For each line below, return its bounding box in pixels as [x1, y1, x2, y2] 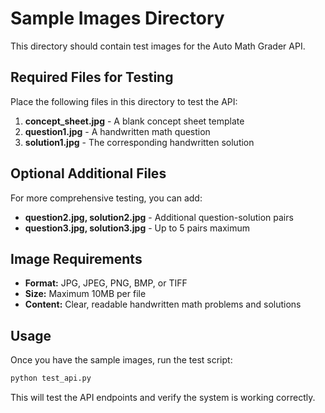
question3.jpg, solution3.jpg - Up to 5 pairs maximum [24, 222, 251, 234]
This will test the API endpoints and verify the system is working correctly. [10, 392, 316, 404]
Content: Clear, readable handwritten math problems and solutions [24, 298, 302, 311]
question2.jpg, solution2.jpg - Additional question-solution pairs [24, 211, 294, 223]
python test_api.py [10, 373, 92, 384]
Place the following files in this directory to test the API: [10, 95, 238, 107]
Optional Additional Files [10, 165, 167, 182]
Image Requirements [10, 250, 143, 267]
